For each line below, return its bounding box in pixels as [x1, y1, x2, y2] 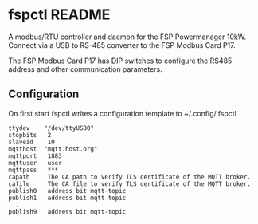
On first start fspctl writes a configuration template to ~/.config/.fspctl [8, 108, 237, 118]
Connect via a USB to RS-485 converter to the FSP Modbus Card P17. [8, 40, 236, 49]
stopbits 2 [8, 131, 52, 139]
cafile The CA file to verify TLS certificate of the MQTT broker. [8, 179, 251, 188]
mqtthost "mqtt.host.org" [8, 145, 98, 153]
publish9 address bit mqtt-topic [8, 207, 127, 216]
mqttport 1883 [8, 151, 62, 160]
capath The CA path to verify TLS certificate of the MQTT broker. [8, 173, 251, 181]
